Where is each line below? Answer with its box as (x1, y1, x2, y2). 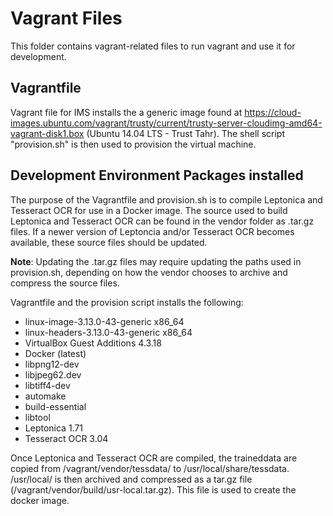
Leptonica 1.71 (24, 422, 84, 434)
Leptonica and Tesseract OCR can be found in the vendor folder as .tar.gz (10, 215, 315, 227)
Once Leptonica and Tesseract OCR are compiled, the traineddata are (10, 452, 298, 464)
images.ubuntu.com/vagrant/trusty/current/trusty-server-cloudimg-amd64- (10, 117, 323, 129)
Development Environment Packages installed (10, 167, 304, 184)
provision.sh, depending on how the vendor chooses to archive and (10, 266, 288, 278)
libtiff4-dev (24, 379, 71, 391)
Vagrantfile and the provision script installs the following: (10, 296, 244, 308)
